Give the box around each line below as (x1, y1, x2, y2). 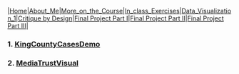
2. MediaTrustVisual (7, 58, 79, 68)
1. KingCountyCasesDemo (7, 39, 101, 49)
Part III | (7, 22, 29, 30)
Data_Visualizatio (181, 7, 232, 15)
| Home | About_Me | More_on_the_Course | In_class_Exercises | (7, 7, 182, 15)
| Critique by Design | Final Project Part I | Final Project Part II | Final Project (15, 14, 225, 23)
